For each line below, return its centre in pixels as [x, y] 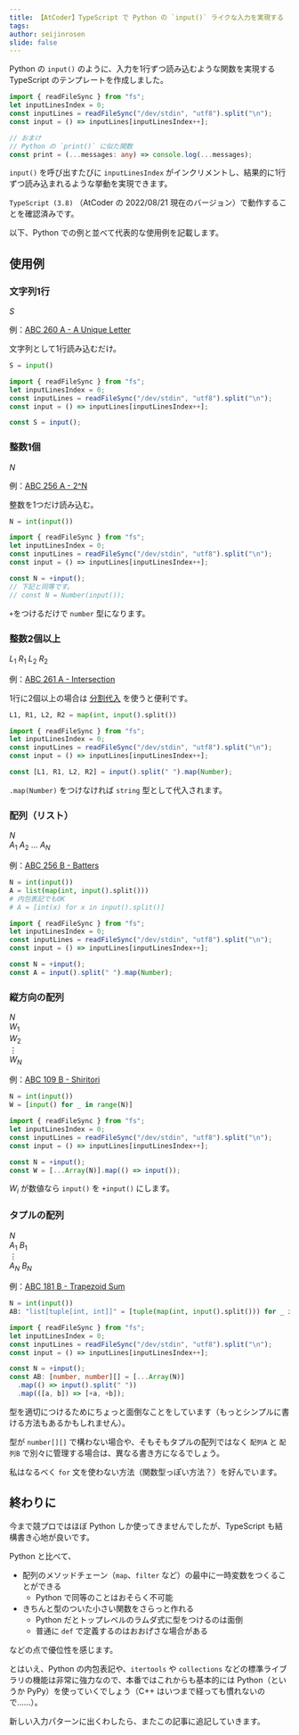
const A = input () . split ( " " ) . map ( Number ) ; [91, 972]
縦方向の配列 [37, 997]
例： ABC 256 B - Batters [54, 865]
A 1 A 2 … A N [30, 846]
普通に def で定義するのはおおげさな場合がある [121, 1631]
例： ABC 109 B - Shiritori [55, 1079]
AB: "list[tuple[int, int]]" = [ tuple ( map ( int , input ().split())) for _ [147, 1312]
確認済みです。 [52, 214]
